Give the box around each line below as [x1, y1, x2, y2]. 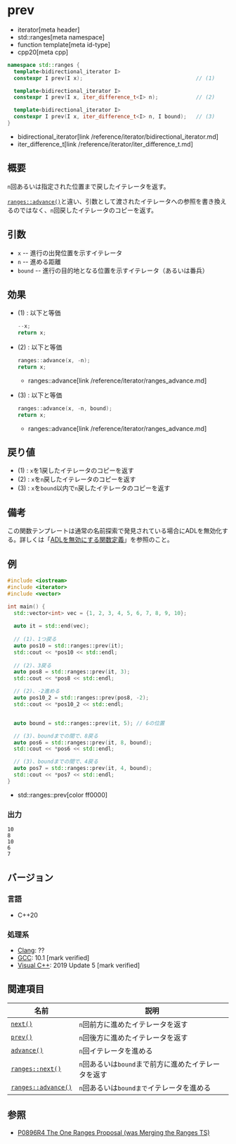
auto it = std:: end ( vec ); [13, 623, 90, 630]
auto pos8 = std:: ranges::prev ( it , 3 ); [13, 669, 131, 676]
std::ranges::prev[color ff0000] [17, 790, 107, 799]
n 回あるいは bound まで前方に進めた [79, 1059, 192, 1069]
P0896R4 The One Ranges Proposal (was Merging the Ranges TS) [17, 1128, 210, 1136]
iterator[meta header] [17, 25, 80, 34]
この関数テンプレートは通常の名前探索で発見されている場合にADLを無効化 [7, 527, 223, 535]
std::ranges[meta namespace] [17, 32, 105, 41]
